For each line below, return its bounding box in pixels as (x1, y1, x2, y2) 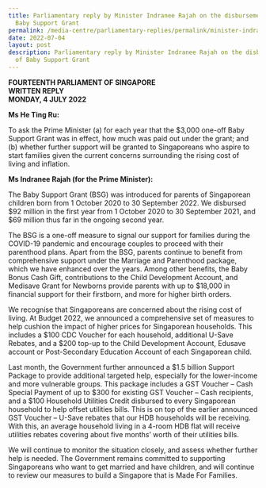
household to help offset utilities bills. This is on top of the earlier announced (8, 404, 258, 413)
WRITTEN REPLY (8, 86, 65, 95)
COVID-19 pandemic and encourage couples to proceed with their (8, 239, 224, 248)
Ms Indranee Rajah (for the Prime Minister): (8, 174, 154, 183)
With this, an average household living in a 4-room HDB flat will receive (8, 421, 241, 431)
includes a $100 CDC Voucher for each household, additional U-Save (8, 330, 234, 340)
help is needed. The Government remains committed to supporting (8, 453, 226, 463)
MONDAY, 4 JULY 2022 (8, 94, 87, 104)
